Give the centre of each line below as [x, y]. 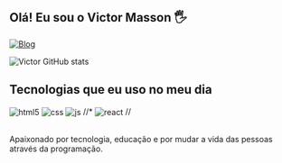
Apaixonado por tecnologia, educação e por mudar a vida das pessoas [141, 140]
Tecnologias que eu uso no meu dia [111, 90]
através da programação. [56, 149]
